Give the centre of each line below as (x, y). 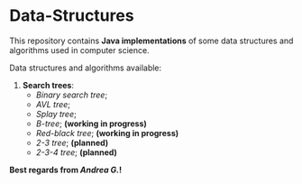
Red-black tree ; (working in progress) (107, 133)
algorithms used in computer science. (80, 50)
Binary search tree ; (72, 95)
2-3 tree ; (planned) (72, 143)
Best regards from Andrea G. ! (66, 170)
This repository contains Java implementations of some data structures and (151, 41)
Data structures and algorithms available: (86, 68)
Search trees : (48, 85)
